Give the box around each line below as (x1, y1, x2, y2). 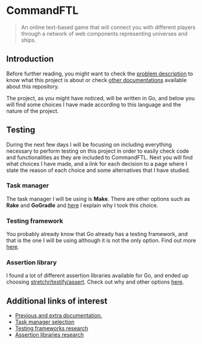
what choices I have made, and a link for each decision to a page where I (6, 160, 188, 167)
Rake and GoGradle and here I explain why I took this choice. (6, 202, 159, 209)
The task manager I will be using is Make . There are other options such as (6, 195, 191, 202)
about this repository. (6, 83, 59, 90)
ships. (21, 36, 36, 43)
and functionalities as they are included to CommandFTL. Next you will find (6, 153, 193, 161)
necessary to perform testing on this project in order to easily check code (6, 147, 189, 154)
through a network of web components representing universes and (21, 30, 188, 37)
